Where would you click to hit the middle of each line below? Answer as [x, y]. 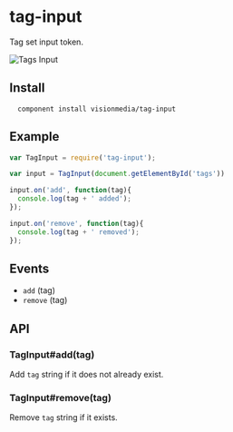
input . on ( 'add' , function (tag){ [70, 191]
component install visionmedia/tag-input [97, 109]
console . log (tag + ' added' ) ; [74, 199]
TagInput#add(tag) [52, 354]
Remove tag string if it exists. [63, 417]
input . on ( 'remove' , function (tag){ [77, 223]
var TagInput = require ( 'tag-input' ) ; [83, 157]
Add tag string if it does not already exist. [87, 375]
